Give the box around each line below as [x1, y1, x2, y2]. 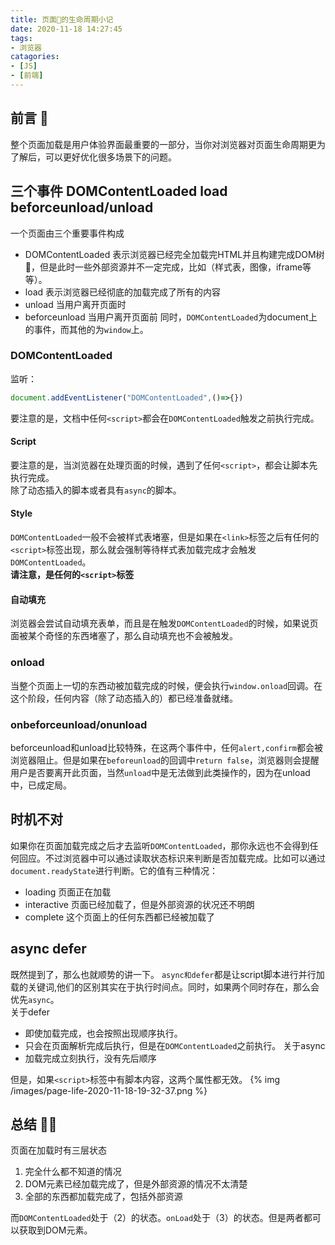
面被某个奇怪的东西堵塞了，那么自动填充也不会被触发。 [10, 630, 238, 642]
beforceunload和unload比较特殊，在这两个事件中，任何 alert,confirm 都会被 [10, 741, 323, 753]
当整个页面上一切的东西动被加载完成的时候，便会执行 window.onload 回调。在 [10, 679, 323, 691]
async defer [10, 941, 87, 958]
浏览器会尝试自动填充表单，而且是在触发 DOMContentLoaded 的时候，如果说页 [10, 617, 319, 630]
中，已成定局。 [10, 779, 72, 791]
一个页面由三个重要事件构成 [10, 227, 125, 239]
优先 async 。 [10, 993, 60, 1005]
